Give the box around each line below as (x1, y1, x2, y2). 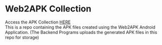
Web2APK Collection (5, 3, 92, 14)
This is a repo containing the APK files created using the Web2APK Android (5, 24, 156, 30)
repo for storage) (5, 34, 39, 40)
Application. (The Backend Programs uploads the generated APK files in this (5, 29, 158, 35)
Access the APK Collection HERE (5, 19, 71, 25)
